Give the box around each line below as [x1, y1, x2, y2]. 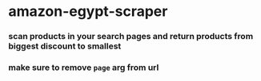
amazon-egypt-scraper [8, 2, 168, 21]
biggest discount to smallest [8, 40, 122, 52]
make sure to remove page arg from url [8, 62, 159, 73]
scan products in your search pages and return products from [8, 31, 254, 42]
